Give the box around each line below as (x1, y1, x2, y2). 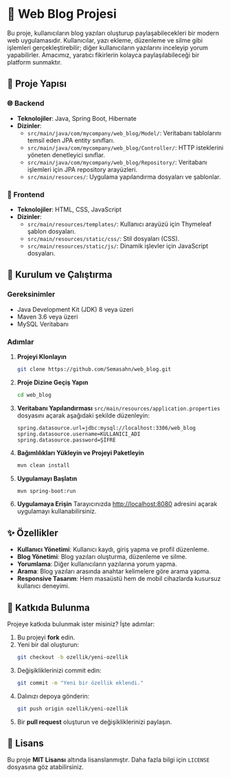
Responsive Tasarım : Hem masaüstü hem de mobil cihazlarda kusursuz (16, 575, 221, 583)
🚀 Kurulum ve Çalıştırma (7, 269, 113, 281)
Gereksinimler (7, 290, 56, 299)
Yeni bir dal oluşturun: (16, 641, 80, 649)
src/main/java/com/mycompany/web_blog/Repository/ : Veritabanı (27, 158, 207, 166)
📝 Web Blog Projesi (7, 6, 117, 22)
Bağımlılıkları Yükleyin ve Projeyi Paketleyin (16, 448, 144, 457)
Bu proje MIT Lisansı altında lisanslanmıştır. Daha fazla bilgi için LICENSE (7, 755, 210, 764)
